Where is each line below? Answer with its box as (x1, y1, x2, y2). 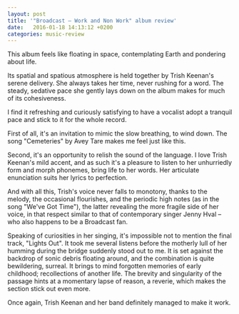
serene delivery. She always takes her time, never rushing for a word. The (7, 79, 224, 88)
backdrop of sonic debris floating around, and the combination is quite (7, 254, 215, 263)
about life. (7, 58, 37, 66)
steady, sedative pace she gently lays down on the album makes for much (7, 86, 225, 95)
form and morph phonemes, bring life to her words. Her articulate (7, 166, 200, 175)
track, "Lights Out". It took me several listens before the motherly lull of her (7, 239, 228, 248)
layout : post (7, 10, 46, 18)
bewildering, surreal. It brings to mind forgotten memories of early (7, 262, 202, 270)
